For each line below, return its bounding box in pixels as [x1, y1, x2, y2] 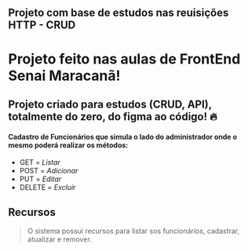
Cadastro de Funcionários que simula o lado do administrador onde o [8, 132, 238, 141]
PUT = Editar [19, 174, 62, 184]
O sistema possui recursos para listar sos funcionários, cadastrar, [27, 226, 240, 235]
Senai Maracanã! [8, 67, 121, 85]
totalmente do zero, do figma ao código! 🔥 [8, 110, 217, 123]
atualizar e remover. [27, 235, 92, 244]
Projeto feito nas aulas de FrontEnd [8, 50, 241, 67]
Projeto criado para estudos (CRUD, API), [8, 97, 212, 111]
